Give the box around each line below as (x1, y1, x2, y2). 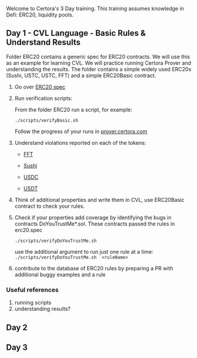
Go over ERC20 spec (14, 83, 66, 90)
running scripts (14, 299, 52, 306)
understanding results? (14, 306, 71, 313)
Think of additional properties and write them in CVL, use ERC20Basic (14, 196, 185, 203)
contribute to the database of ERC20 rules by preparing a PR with (14, 264, 173, 271)
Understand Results (6, 38, 81, 48)
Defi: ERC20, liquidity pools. (6, 11, 74, 18)
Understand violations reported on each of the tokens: (14, 139, 146, 146)
